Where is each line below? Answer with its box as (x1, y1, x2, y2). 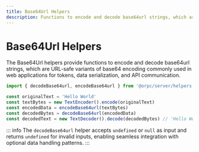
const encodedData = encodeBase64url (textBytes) (6, 105, 129, 111)
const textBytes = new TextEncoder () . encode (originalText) (6, 99, 155, 105)
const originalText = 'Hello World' (6, 94, 97, 100)
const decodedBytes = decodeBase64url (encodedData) (6, 110, 136, 116)
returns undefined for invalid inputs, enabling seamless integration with (6, 132, 179, 140)
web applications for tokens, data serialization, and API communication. (6, 72, 181, 79)
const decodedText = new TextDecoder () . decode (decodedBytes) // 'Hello (6, 116, 187, 122)
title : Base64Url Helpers (6, 8, 70, 15)
